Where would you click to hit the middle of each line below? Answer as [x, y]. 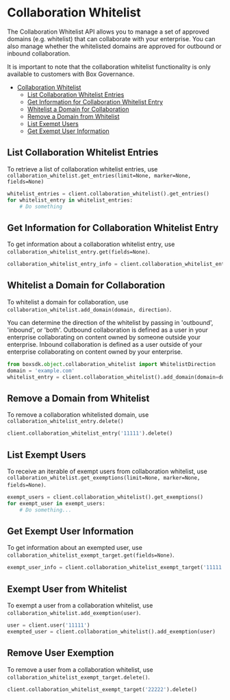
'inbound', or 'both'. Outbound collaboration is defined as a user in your [108, 330]
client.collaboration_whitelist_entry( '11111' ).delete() [90, 433]
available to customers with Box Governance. [71, 74]
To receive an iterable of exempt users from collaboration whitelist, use [107, 471]
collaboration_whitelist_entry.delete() [66, 422]
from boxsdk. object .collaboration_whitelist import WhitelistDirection [111, 364]
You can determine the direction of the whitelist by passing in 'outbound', [110, 322]
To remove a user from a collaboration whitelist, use [80, 669]
